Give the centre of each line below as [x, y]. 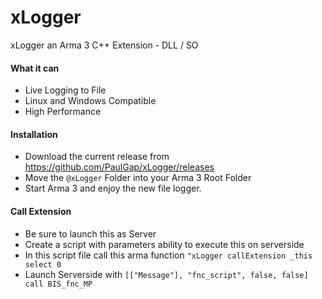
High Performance [63, 112]
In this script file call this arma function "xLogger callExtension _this [168, 255]
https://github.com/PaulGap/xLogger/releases [119, 167]
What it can [35, 68]
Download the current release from [97, 157]
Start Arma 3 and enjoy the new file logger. [113, 188]
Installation [34, 134]
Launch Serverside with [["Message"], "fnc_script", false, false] [166, 274]
